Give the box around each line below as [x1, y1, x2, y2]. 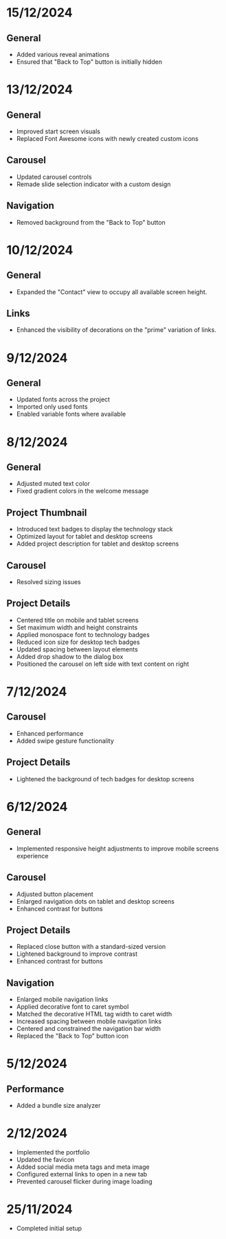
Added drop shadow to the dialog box [16, 652, 124, 660]
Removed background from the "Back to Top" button [16, 218, 166, 226]
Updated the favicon [16, 1156, 75, 1164]
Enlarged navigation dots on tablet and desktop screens [16, 897, 174, 905]
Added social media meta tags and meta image [16, 1163, 150, 1171]
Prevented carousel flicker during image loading [16, 1177, 152, 1186]
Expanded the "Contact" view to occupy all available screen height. [16, 287, 207, 296]
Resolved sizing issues [16, 578, 81, 586]
